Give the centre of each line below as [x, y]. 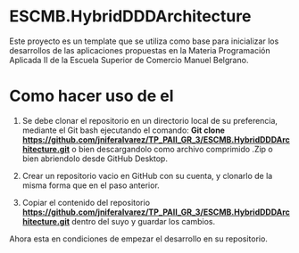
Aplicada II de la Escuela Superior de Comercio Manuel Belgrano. [129, 60]
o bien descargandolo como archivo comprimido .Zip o [172, 149]
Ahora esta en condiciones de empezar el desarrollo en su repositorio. [138, 239]
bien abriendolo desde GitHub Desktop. [95, 159]
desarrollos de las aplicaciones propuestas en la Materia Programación [140, 50]
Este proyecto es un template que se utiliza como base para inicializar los [144, 41]
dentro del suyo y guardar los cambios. [143, 221]
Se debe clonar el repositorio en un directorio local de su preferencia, [150, 120]
